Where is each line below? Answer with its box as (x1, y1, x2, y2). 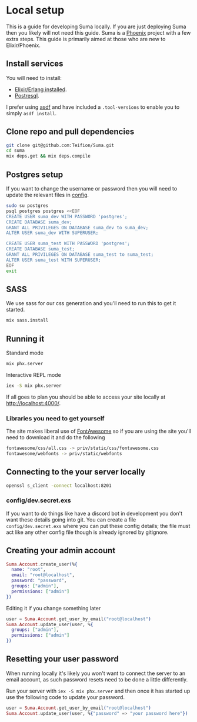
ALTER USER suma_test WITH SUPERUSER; (6, 257, 101, 263)
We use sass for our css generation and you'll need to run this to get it (6, 300, 176, 307)
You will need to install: (6, 74, 62, 81)
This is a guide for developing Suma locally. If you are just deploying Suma (6, 23, 186, 30)
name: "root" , (11, 567, 46, 573)
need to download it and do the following (6, 434, 105, 441)
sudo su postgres (6, 203, 49, 209)
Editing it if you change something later (6, 604, 101, 611)
